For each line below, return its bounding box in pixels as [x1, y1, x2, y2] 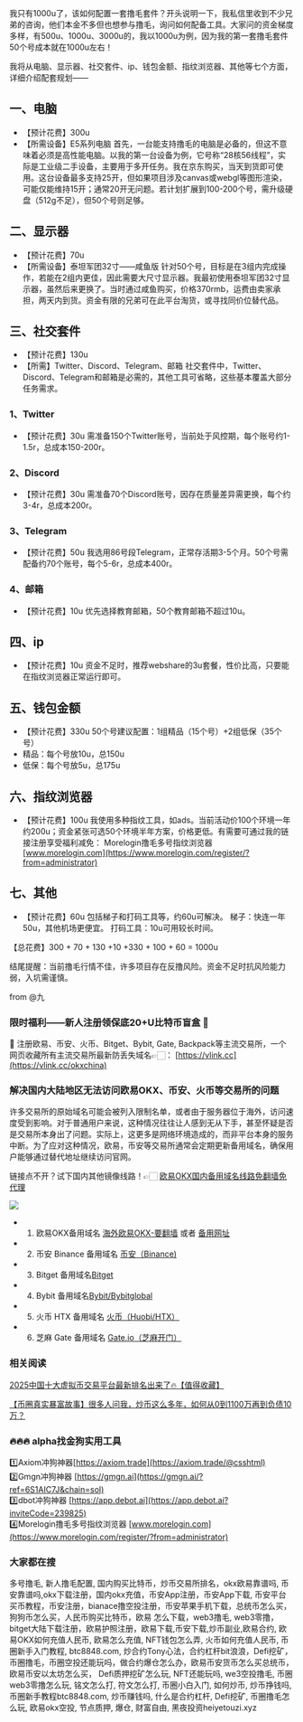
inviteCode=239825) [9, 1508, 87, 1519]
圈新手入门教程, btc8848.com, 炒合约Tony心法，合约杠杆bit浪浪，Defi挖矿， [9, 1646, 293, 1657]
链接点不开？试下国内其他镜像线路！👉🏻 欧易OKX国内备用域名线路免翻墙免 [9, 1171, 287, 1181]
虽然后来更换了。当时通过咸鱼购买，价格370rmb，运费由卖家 [46, 283, 273, 294]
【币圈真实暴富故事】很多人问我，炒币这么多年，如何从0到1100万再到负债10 [9, 1398, 292, 1409]
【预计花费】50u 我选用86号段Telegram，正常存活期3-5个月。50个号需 [22, 547, 289, 558]
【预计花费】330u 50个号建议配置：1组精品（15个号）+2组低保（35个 [22, 726, 282, 737]
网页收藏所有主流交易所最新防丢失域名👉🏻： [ [9, 1049, 179, 1060]
